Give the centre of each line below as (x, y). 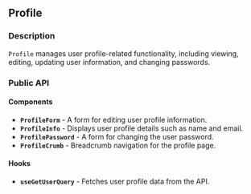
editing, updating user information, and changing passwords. (109, 62)
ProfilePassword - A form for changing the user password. (117, 136)
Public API (29, 83)
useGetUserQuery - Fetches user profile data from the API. (115, 182)
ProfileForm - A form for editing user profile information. (113, 119)
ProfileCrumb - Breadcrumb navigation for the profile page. (118, 145)
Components (31, 102)
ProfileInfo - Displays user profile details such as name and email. (132, 128)
